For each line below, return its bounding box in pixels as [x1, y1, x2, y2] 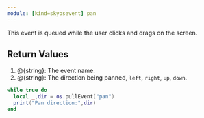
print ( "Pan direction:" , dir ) [13, 100, 97, 106]
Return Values [7, 48, 69, 60]
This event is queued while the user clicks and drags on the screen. [7, 29, 198, 37]
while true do [7, 87, 48, 94]
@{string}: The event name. [16, 66, 96, 75]
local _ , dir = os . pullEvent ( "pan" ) [13, 93, 115, 100]
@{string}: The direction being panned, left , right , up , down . [16, 74, 188, 82]
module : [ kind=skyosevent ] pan [7, 10, 97, 17]
